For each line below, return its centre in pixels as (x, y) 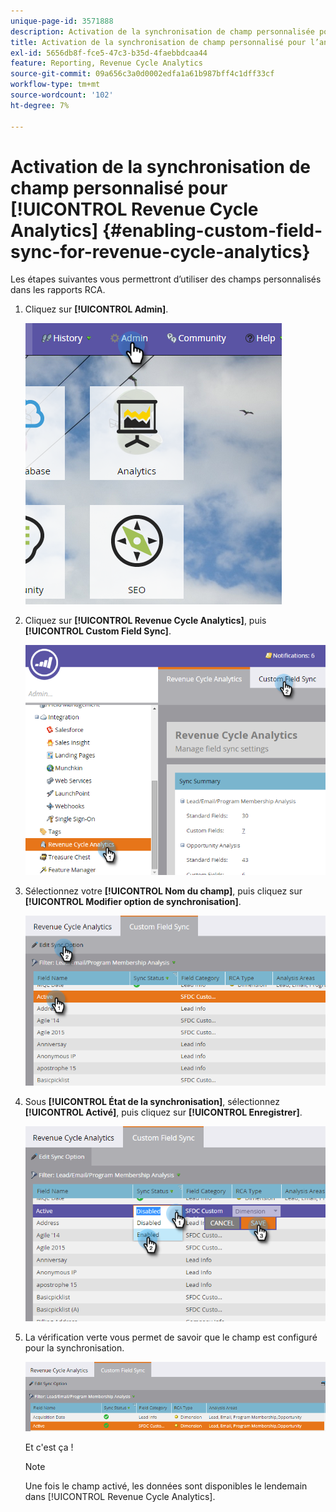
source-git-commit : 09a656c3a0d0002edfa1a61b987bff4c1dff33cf (142, 74)
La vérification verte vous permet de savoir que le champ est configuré (171, 1337)
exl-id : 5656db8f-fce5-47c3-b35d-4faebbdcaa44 (109, 53)
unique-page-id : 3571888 (62, 21)
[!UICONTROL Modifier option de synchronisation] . (133, 902)
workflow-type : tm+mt (55, 85)
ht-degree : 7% (40, 105)
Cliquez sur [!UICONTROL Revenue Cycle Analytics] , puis (145, 621)
